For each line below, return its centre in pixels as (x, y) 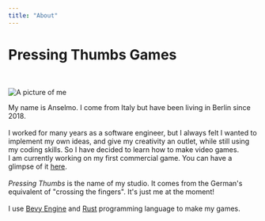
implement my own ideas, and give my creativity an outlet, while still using (129, 141)
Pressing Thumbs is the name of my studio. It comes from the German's (125, 183)
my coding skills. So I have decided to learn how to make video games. (124, 149)
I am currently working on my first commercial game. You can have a (120, 158)
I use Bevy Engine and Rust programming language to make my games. (124, 208)
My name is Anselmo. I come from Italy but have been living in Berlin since (129, 107)
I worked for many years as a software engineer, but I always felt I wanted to (132, 132)
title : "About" (33, 15)
